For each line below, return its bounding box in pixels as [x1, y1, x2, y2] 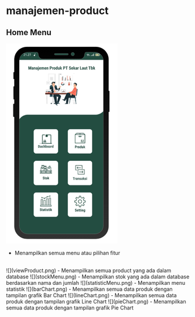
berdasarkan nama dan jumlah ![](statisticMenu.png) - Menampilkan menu [6, 280, 186, 286]
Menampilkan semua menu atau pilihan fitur [14, 250, 121, 256]
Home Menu [6, 27, 52, 37]
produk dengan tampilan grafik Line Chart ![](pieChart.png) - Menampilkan [6, 298, 186, 305]
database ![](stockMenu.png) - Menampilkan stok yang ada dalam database [6, 273, 190, 280]
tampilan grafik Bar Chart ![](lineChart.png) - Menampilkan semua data [6, 292, 177, 299]
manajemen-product [6, 4, 109, 18]
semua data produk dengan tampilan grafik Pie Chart [6, 304, 134, 311]
